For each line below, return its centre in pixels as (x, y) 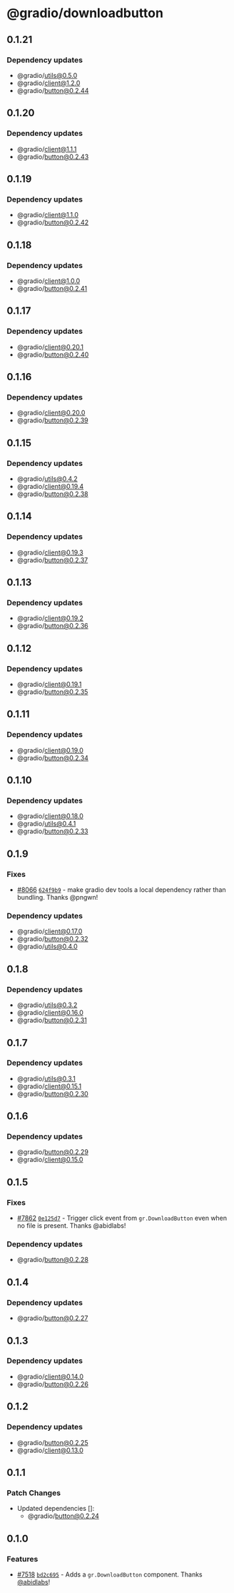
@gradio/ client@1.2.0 (49, 83)
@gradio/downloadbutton (85, 13)
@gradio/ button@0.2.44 (53, 90)
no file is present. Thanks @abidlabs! (71, 1226)
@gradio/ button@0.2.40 (53, 354)
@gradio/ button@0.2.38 (52, 494)
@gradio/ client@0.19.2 (50, 618)
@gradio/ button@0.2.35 (52, 692)
